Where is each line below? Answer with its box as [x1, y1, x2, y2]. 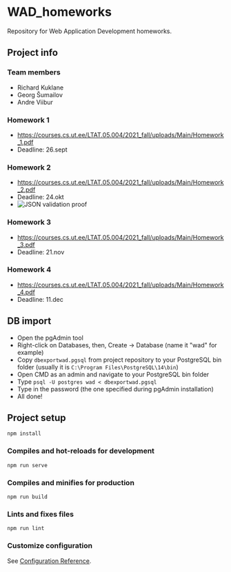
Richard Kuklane [17, 83, 64, 92]
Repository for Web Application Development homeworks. [7, 27, 172, 35]
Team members [7, 68, 61, 77]
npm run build [7, 493, 48, 500]
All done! [17, 392, 43, 400]
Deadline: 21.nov [17, 247, 65, 256]
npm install [7, 430, 41, 438]
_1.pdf [17, 138, 34, 146]
